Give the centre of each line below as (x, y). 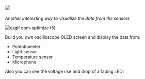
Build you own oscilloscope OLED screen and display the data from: (73, 37)
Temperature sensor (32, 57)
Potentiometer (26, 47)
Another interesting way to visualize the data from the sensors (67, 18)
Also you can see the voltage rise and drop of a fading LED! (64, 71)
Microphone (24, 62)
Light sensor (24, 51)
